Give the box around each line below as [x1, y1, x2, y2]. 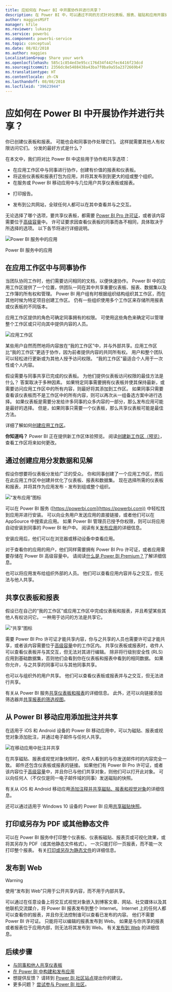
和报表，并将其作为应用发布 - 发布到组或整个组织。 [5, 484, 114, 490]
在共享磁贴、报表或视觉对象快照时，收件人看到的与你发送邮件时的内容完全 [5, 755, 162, 761]
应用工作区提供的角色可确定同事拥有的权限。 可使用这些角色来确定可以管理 [5, 314, 164, 321]
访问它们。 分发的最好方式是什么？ [9, 145, 83, 151]
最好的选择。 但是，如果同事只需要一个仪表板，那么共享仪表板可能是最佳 [9, 405, 164, 411]
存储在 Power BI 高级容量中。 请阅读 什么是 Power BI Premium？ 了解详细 [9, 553, 162, 559]
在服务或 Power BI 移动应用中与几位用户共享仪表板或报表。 [12, 179, 138, 185]
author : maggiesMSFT [5, 17, 50, 22]
